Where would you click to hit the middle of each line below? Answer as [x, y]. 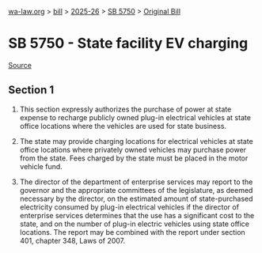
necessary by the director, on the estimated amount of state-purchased [136, 198]
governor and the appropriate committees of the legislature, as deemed [136, 190]
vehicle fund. [41, 166]
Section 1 [31, 90]
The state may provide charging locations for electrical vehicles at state [136, 141]
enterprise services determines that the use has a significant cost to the [137, 215]
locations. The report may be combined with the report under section [132, 232]
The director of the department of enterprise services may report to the [136, 182]
